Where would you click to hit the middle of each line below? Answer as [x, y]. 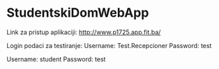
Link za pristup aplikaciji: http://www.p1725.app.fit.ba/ [84, 32]
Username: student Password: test [56, 59]
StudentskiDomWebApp [78, 13]
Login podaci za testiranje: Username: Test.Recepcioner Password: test [109, 45]
